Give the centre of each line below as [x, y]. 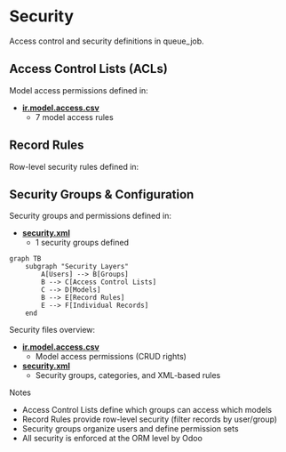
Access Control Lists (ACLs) [89, 69]
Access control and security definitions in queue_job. [107, 41]
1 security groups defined [82, 243]
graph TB [25, 259]
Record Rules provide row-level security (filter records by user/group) [150, 419]
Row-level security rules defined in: [74, 166]
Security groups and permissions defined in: [90, 216]
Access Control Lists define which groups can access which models [147, 410]
